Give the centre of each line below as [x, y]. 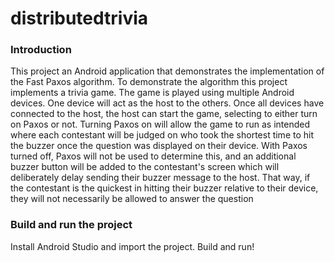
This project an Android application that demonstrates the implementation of [167, 71]
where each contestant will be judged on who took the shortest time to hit [162, 135]
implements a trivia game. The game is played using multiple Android [152, 93]
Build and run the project [71, 225]
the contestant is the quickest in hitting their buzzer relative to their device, [164, 188]
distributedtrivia [79, 18]
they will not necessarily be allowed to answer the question [132, 199]
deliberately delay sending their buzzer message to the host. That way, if [160, 178]
